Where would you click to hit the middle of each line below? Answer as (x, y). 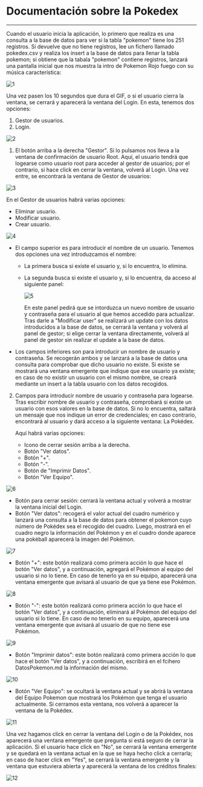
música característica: (34, 72)
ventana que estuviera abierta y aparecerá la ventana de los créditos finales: (101, 766)
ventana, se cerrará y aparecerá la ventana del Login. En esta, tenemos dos (100, 102)
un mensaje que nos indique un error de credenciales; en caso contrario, (105, 415)
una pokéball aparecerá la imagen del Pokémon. (75, 539)
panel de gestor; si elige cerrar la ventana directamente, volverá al (106, 333)
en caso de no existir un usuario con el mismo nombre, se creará (96, 377)
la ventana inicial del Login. (49, 507)
